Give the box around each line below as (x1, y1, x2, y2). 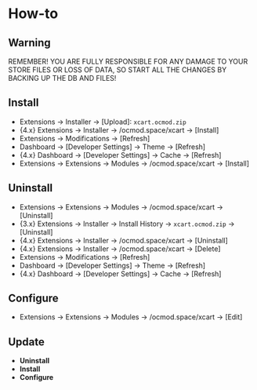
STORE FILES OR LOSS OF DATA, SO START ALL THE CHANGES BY (8, 65, 227, 75)
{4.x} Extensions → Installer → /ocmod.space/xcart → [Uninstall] (19, 235, 229, 245)
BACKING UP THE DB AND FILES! (8, 74, 117, 82)
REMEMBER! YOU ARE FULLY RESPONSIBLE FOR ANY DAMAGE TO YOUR (8, 56, 248, 66)
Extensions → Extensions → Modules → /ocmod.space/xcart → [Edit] (19, 312, 243, 322)
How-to (8, 5, 59, 23)
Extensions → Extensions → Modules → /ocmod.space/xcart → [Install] (19, 159, 249, 168)
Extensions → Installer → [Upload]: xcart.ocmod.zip (19, 117, 186, 126)
